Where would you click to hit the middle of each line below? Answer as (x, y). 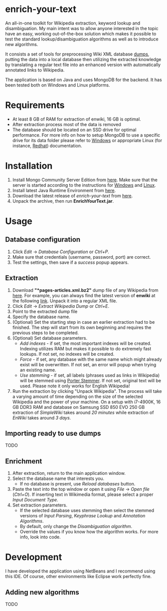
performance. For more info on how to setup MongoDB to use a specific (86, 135)
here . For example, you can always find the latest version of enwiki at (84, 295)
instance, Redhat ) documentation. (47, 146)
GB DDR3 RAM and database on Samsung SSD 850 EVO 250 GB (79, 407)
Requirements (35, 105)
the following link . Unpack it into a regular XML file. (65, 301)
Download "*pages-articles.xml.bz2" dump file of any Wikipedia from (85, 290)
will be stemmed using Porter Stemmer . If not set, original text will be (90, 380)
